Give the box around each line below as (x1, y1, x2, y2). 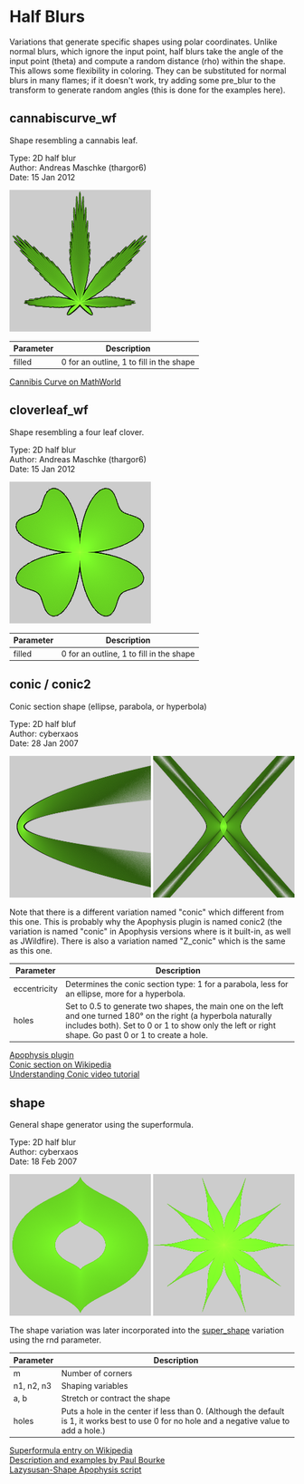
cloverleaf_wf (9, 403, 89, 418)
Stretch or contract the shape (61, 1393, 171, 1404)
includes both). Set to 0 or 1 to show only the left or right (65, 1020, 276, 1031)
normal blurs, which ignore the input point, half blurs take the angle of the (9, 45, 283, 56)
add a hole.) (61, 1425, 106, 1436)
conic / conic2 (9, 677, 92, 693)
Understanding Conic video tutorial (9, 1069, 140, 1080)
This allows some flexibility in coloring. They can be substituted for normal (9, 65, 287, 76)
